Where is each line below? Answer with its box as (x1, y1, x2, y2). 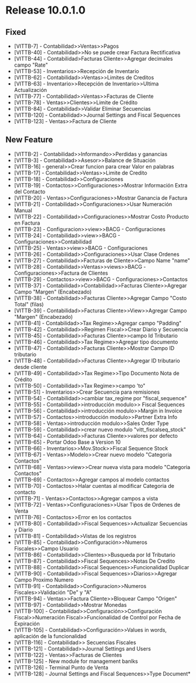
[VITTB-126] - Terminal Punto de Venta (13, 664, 109, 671)
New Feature (5, 135, 53, 145)
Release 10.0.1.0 (5, 4, 86, 17)
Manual (13, 207, 33, 214)
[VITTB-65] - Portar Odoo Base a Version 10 (13, 438, 121, 446)
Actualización (13, 87, 48, 93)
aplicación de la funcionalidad (13, 632, 87, 639)
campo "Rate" (13, 61, 48, 68)
